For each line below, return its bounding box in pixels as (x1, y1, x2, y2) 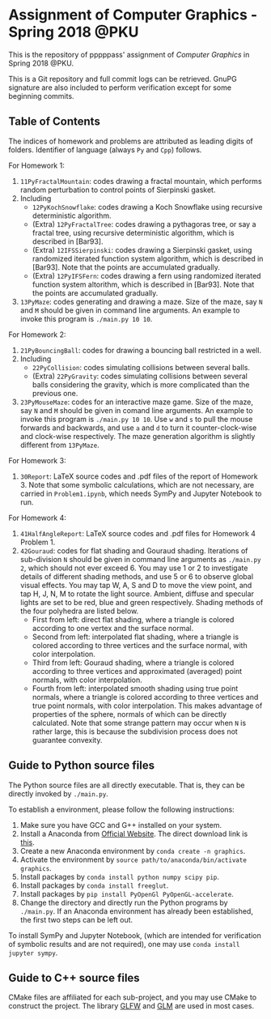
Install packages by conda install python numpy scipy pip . (19, 872, 220, 881)
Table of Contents (8, 115, 101, 129)
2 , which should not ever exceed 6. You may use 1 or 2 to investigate (19, 563, 248, 573)
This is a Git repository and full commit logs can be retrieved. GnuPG (8, 74, 237, 83)
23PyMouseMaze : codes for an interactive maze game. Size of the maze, (19, 397, 253, 407)
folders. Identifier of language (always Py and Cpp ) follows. (8, 144, 202, 155)
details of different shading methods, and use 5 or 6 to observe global (19, 571, 253, 581)
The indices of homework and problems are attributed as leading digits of (8, 136, 253, 146)
